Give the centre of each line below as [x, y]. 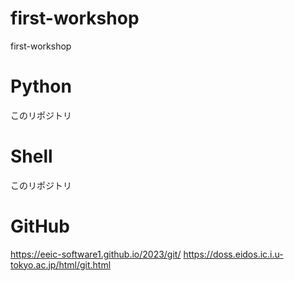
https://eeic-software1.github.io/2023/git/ [96, 254]
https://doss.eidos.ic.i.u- [233, 254]
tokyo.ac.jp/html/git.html [61, 264]
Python [41, 86]
